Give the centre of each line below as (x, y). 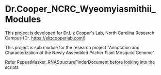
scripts (12, 67)
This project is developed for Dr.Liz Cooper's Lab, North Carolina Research (80, 33)
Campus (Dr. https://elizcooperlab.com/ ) (45, 38)
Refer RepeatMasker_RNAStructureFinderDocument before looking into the (80, 62)
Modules (23, 19)
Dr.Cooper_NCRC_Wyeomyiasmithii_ (80, 9)
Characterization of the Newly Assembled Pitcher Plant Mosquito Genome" (80, 53)
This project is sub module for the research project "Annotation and (72, 47)
